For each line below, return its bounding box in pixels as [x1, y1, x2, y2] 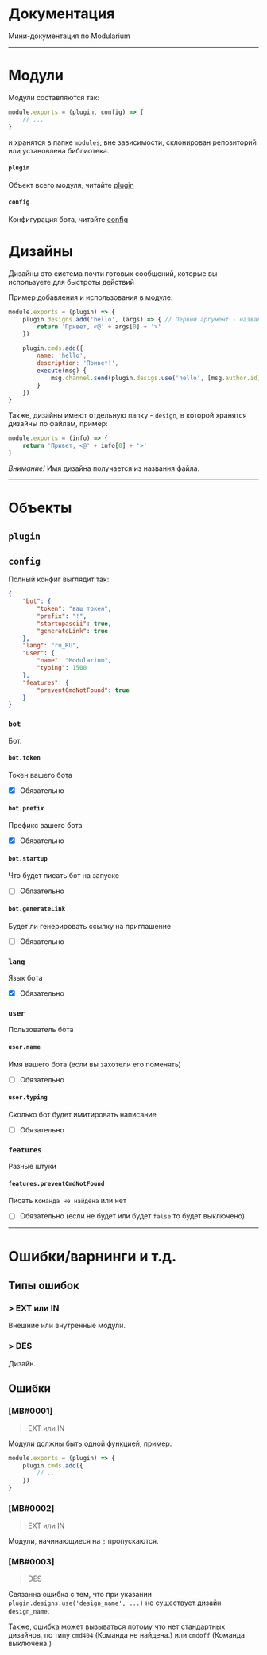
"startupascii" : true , [37, 620, 112, 627]
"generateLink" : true [37, 627, 109, 635]
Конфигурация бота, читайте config [8, 214, 129, 223]
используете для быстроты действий [8, 277, 135, 286]
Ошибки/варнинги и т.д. [8, 1247, 177, 1265]
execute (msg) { [37, 367, 87, 375]
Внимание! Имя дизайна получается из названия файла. [8, 463, 200, 473]
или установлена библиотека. [8, 146, 110, 155]
